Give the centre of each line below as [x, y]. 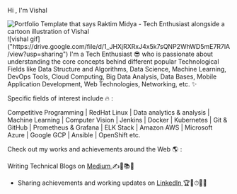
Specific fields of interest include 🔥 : [60, 98]
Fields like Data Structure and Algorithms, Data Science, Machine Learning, [117, 69]
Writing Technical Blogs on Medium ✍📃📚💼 [71, 166]
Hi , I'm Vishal [27, 10]
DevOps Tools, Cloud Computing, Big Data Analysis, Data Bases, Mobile [112, 76]
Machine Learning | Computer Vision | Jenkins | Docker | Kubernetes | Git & [117, 120]
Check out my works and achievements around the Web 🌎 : [95, 149]
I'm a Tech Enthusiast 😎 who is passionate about [141, 54]
